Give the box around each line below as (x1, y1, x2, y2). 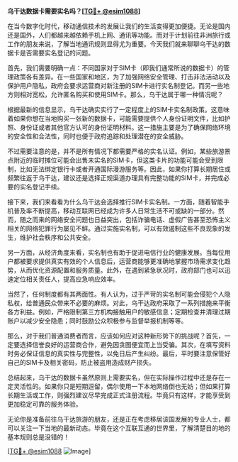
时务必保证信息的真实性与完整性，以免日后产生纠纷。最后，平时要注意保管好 (7, 349, 231, 358)
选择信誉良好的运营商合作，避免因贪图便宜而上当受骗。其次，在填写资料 (19, 341, 231, 348)
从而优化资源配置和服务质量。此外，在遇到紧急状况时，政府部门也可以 (19, 266, 225, 274)
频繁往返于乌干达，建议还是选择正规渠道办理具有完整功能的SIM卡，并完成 (7, 174, 224, 182)
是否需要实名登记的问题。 (19, 49, 94, 57)
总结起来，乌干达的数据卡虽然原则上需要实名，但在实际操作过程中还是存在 (7, 373, 225, 382)
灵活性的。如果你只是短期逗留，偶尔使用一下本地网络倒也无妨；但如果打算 (13, 383, 231, 390)
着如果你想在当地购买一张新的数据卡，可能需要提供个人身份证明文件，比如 (7, 114, 225, 123)
